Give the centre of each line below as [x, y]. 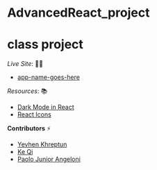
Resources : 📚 [27, 91]
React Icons [34, 114]
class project [45, 45]
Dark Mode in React [46, 107]
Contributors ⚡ [29, 128]
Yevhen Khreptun [42, 144]
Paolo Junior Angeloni [49, 159]
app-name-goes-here [48, 77]
